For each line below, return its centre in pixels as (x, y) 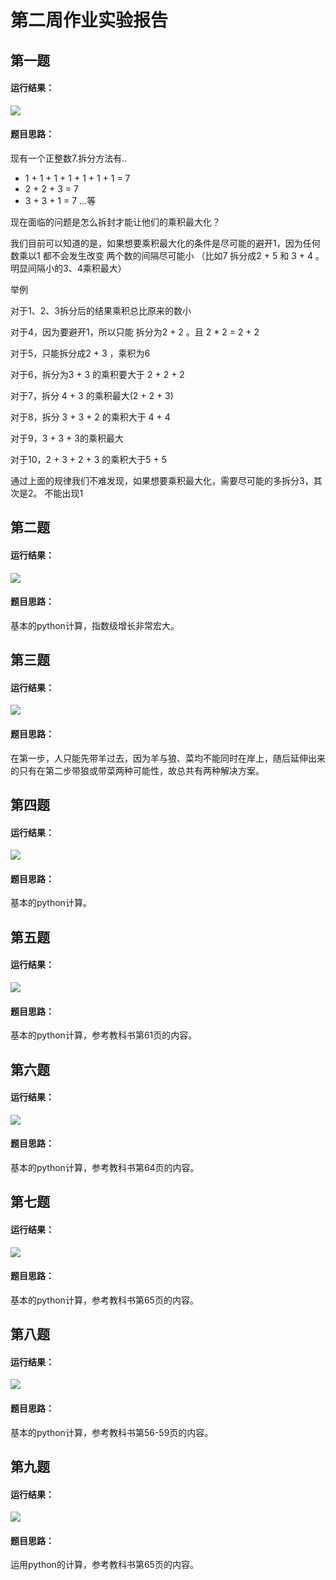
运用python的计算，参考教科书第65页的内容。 (104, 1565)
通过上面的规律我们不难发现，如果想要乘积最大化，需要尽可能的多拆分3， (162, 480)
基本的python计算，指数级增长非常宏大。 (95, 625)
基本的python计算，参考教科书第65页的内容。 (104, 1300)
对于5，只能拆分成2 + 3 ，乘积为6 (80, 353)
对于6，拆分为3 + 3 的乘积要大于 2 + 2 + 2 (97, 374)
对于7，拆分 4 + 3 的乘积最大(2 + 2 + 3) (92, 395)
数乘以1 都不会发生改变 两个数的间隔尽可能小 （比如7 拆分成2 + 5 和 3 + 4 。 (167, 255)
